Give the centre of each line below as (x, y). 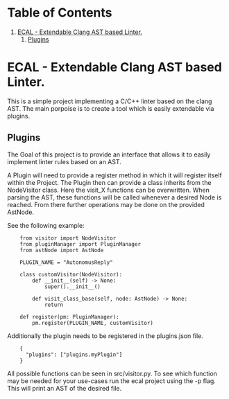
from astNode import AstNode (62, 250)
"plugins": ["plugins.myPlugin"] (74, 355)
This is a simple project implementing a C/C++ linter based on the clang (110, 101)
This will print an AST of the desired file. (65, 388)
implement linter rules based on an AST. (64, 161)
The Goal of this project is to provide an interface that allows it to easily (109, 154)
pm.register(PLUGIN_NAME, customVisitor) (93, 323)
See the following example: (46, 225)
